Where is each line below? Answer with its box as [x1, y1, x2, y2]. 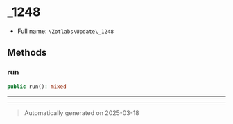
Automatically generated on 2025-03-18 [24, 108, 140, 117]
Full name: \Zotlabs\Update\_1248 [17, 27, 114, 35]
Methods [7, 47, 47, 59]
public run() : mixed [7, 83, 67, 90]
